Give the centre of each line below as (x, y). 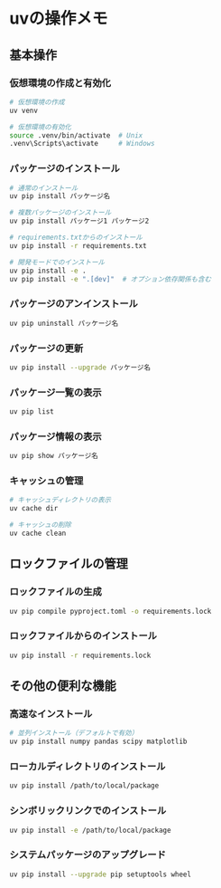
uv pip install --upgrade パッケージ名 (80, 368)
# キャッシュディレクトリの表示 (60, 500)
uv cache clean (38, 534)
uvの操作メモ (59, 19)
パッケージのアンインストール (74, 304)
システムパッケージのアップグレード (88, 855)
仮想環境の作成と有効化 (60, 82)
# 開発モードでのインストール (57, 262)
